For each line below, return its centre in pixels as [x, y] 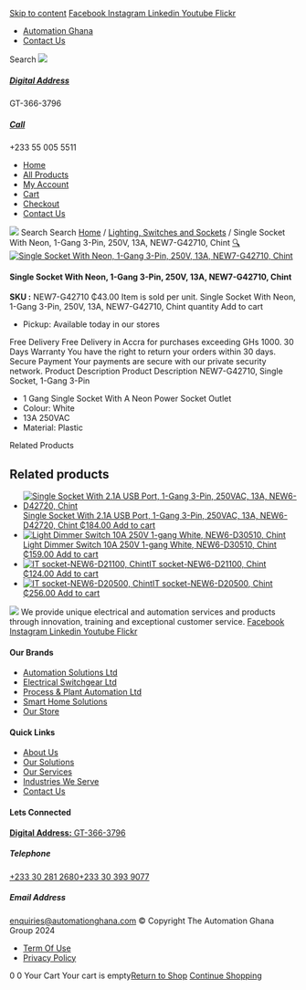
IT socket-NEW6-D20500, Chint [212, 583]
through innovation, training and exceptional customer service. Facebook [147, 621]
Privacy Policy [49, 957]
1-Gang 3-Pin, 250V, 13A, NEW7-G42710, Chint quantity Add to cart [136, 307]
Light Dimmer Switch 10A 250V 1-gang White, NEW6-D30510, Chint [149, 544]
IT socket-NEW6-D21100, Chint [208, 563]
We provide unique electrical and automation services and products [148, 612]
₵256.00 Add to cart [61, 593]
